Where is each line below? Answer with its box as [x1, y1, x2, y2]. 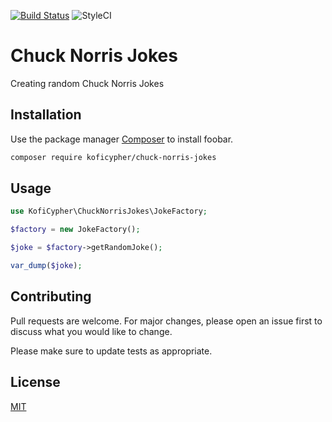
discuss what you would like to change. [10, 325, 173, 337]
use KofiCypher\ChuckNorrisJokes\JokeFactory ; [10, 206, 208, 217]
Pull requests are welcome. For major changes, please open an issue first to [10, 315, 323, 327]
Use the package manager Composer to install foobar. [10, 133, 234, 145]
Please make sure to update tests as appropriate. [10, 345, 213, 357]
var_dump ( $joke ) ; [10, 261, 83, 271]
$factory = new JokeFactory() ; [10, 225, 141, 235]
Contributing [10, 288, 92, 305]
